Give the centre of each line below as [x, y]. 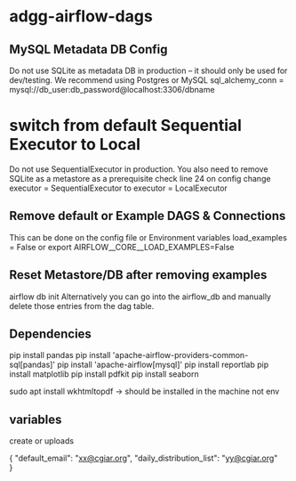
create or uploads [41, 441]
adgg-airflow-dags [81, 16]
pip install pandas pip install [60, 355]
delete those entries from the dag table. [82, 306]
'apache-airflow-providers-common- [180, 355]
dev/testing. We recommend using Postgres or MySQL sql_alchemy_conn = [147, 80]
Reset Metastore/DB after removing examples [138, 275]
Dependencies [50, 334]
